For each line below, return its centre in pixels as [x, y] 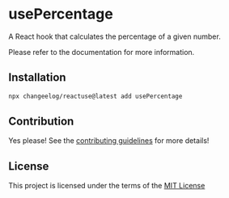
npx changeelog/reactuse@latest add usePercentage [95, 96]
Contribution [41, 122]
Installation [37, 78]
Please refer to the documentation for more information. [102, 52]
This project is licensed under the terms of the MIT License [107, 186]
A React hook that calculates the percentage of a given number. [114, 36]
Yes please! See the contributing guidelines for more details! [109, 141]
